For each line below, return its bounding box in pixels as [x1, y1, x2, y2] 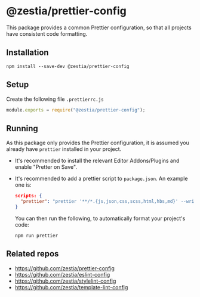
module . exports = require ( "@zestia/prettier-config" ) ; [6, 107, 146, 113]
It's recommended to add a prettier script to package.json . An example [14, 175, 188, 182]
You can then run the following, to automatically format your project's [14, 215, 186, 222]
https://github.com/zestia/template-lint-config [14, 283, 128, 290]
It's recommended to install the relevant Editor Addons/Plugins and [14, 157, 180, 165]
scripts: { [14, 193, 42, 199]
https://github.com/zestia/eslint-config [14, 271, 110, 278]
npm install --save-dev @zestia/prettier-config [6, 63, 130, 69]
